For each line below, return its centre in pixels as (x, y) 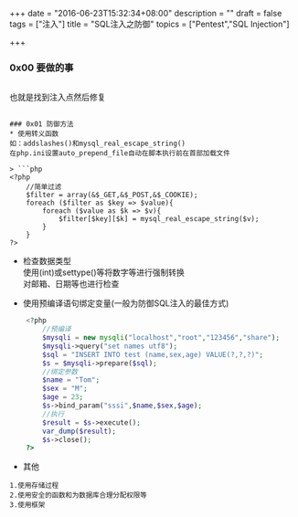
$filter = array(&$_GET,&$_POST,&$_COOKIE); (112, 195)
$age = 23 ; (63, 397)
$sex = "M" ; (65, 389)
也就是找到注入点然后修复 (58, 97)
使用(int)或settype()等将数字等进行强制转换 (104, 272)
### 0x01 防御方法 (42, 124)
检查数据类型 (47, 261)
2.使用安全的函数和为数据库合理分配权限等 (79, 496)
